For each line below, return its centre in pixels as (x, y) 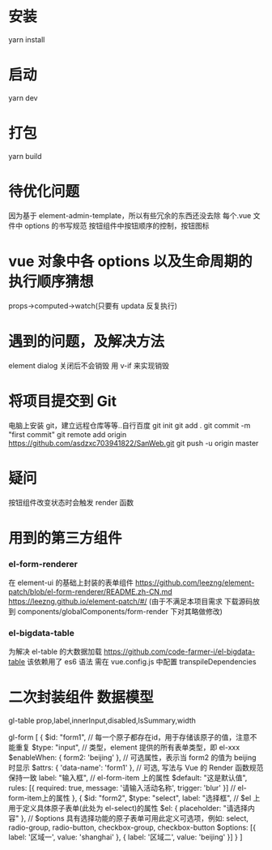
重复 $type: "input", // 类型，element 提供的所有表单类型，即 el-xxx (127, 748)
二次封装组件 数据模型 (81, 698)
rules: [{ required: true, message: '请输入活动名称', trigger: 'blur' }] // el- (127, 788)
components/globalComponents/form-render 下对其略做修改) (120, 611)
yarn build (25, 156)
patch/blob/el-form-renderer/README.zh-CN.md (90, 591)
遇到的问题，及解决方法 (87, 341)
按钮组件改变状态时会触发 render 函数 (71, 502)
